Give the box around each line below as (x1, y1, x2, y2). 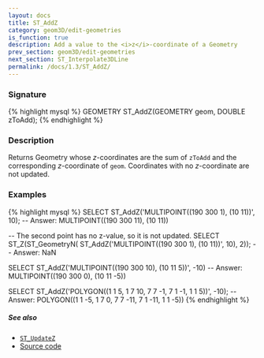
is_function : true (8, 33, 69, 42)
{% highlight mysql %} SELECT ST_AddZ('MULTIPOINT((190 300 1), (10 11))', (8, 207, 255, 217)
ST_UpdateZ (19, 334, 56, 342)
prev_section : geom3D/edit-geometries (8, 48, 136, 56)
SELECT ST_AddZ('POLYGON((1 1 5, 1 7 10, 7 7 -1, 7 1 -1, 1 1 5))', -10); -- (8, 286, 237, 296)
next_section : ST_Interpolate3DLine (8, 56, 128, 64)
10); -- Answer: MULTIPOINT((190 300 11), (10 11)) (8, 215, 169, 225)
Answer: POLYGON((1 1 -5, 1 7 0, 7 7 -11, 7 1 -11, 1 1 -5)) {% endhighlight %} (8, 295, 250, 304)
